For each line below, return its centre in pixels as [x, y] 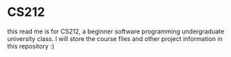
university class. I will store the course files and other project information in [115, 38]
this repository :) [31, 46]
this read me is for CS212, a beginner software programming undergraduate [116, 31]
